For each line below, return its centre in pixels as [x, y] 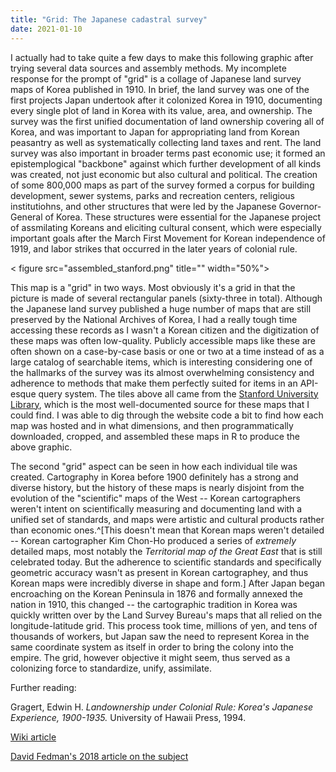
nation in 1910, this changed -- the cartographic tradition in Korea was [154, 604]
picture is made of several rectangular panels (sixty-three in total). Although [166, 298]
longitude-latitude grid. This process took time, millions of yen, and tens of [164, 625]
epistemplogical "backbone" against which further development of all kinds [166, 163]
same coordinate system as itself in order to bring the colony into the [152, 647]
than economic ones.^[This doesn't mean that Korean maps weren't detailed [167, 530]
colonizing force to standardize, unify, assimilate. [111, 668]
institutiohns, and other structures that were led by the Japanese [143, 206]
